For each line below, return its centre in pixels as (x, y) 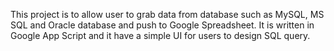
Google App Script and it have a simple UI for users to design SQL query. (160, 35)
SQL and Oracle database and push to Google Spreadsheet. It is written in (162, 25)
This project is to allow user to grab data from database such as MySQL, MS (167, 14)
